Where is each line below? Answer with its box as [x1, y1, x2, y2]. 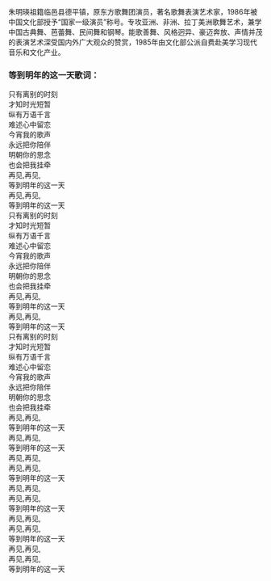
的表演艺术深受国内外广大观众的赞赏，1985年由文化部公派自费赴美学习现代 [8, 37, 258, 47]
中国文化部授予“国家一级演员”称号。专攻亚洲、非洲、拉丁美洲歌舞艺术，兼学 [8, 17, 262, 27]
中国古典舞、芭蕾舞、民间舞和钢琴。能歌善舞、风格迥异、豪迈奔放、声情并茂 [8, 27, 263, 36]
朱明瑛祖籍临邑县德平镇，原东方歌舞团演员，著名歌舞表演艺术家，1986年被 [8, 7, 258, 16]
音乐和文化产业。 [8, 48, 65, 57]
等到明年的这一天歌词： [8, 69, 99, 81]
